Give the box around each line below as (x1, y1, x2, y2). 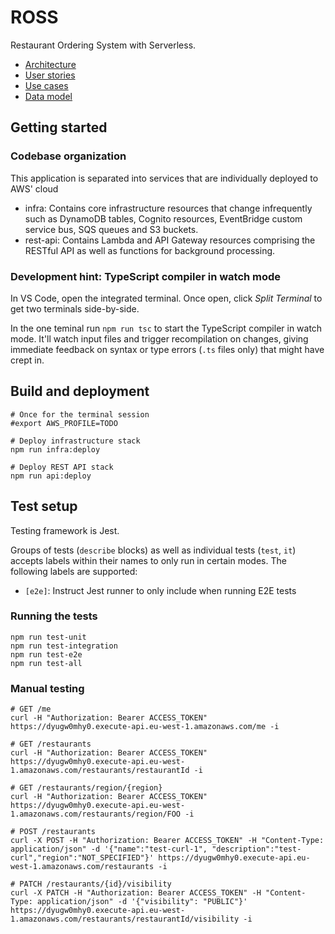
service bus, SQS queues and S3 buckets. (24, 223, 199, 235)
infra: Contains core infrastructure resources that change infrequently (24, 202, 313, 214)
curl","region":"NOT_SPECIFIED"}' (10, 853, 155, 863)
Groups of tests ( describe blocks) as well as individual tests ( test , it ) (10, 544, 297, 556)
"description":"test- (211, 844, 302, 855)
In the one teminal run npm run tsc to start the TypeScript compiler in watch (10, 322, 323, 334)
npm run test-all (10, 658, 83, 668)
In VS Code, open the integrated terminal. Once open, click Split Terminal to (10, 292, 323, 304)
